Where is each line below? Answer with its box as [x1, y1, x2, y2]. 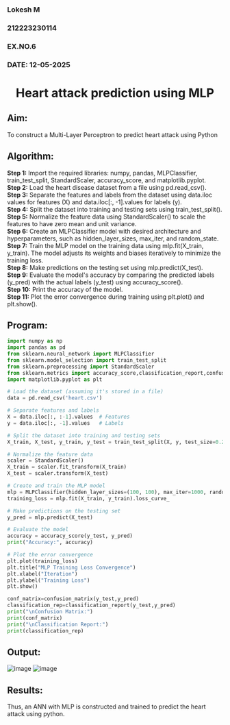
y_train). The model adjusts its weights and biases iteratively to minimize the [7, 249, 221, 257]
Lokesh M [7, 5, 40, 14]
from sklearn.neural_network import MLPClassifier [7, 351, 155, 358]
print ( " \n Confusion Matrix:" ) [7, 609, 94, 615]
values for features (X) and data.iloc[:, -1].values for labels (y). [7, 197, 183, 206]
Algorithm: [7, 151, 54, 162]
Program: [7, 319, 48, 331]
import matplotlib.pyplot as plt [7, 376, 103, 383]
